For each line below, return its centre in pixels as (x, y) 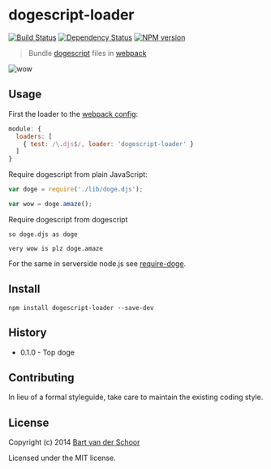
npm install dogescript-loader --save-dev (81, 308)
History (28, 333)
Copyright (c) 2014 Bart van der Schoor (74, 442)
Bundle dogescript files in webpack (87, 53)
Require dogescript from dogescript (68, 219)
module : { (25, 129)
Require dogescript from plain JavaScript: (78, 174)
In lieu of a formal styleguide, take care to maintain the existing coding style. (136, 397)
